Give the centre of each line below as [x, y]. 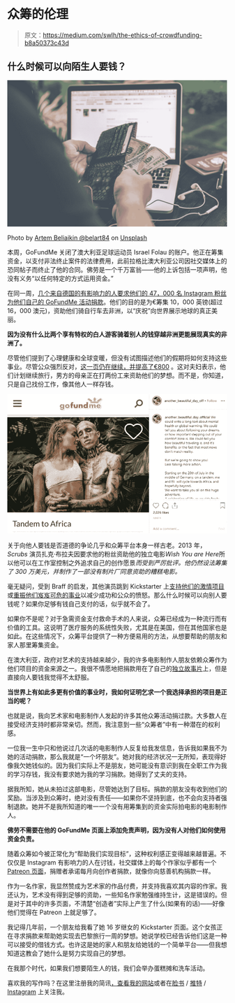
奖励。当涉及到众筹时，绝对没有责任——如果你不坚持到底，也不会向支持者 [114, 798]
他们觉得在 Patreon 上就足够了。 [54, 912]
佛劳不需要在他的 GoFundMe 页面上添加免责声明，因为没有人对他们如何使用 [117, 830]
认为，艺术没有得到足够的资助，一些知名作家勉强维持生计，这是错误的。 [117, 895]
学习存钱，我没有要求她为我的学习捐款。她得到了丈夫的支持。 [101, 774]
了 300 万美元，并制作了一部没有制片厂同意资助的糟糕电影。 [94, 572]
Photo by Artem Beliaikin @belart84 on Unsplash [77, 238]
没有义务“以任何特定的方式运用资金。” [60, 279]
